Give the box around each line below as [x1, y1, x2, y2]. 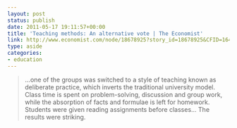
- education [7, 56, 42, 63]
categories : [7, 50, 42, 57]
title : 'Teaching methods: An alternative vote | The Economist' [7, 30, 203, 37]
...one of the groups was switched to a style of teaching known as [24, 75, 217, 84]
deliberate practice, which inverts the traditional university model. [24, 82, 216, 91]
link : [7, 37, 23, 44]
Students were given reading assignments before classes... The [24, 105, 210, 113]
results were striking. [24, 113, 86, 121]
